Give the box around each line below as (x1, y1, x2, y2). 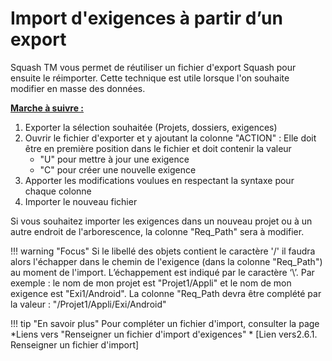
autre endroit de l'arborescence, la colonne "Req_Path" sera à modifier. (10, 225, 305, 237)
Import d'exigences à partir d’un (10, 7, 283, 30)
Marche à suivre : (10, 102, 85, 114)
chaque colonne (24, 185, 92, 197)
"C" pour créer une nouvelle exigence (39, 163, 197, 176)
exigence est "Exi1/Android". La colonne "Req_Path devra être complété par (10, 287, 322, 299)
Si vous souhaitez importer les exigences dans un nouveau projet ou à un (10, 215, 313, 227)
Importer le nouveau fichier (24, 195, 138, 207)
